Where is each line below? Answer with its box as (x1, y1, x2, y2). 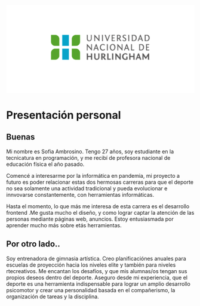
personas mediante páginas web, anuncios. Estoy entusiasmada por (6, 215, 174, 222)
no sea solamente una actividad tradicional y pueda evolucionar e (6, 184, 168, 192)
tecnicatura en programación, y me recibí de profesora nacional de (6, 154, 171, 161)
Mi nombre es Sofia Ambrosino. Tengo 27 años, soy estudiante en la (6, 148, 174, 155)
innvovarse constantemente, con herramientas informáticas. (6, 191, 154, 198)
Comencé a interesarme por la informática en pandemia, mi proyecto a (6, 172, 180, 179)
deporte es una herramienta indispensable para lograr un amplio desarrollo (6, 280, 191, 288)
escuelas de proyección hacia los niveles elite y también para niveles (6, 261, 176, 268)
